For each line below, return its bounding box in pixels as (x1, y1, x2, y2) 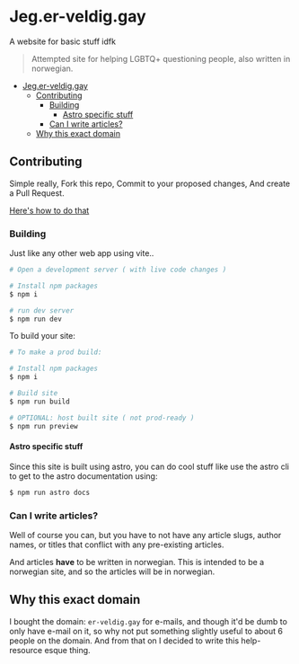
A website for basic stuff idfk (9, 36, 117, 47)
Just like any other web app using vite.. (9, 248, 154, 259)
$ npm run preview (9, 421, 78, 430)
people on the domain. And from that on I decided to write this (9, 635, 240, 646)
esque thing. (44, 644, 92, 655)
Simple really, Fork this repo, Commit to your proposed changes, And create (9, 178, 291, 189)
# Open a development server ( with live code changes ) (9, 265, 227, 275)
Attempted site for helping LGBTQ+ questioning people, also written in (31, 53, 291, 64)
